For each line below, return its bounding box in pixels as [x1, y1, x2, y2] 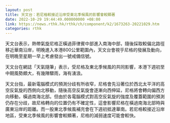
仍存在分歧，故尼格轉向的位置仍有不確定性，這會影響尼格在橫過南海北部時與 [5, 100, 165, 106]
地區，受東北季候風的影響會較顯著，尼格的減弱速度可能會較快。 [5, 112, 138, 118]
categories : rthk [5, 26, 42, 31]
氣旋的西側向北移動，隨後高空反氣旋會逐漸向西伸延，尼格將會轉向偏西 [14, 87, 160, 93]
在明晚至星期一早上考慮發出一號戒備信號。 [5, 53, 94, 59]
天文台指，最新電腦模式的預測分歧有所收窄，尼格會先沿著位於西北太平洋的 [5, 81, 160, 87]
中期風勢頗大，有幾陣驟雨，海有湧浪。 [5, 70, 85, 76]
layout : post [5, 7, 33, 13]
